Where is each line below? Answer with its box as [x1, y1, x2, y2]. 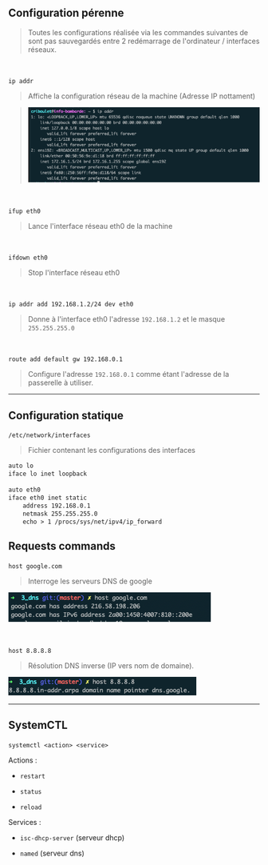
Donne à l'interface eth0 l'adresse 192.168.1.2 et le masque [27, 314, 226, 324]
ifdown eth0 [8, 254, 48, 262]
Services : [8, 817, 41, 827]
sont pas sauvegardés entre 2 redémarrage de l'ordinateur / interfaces [27, 36, 260, 46]
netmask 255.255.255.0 [22, 510, 98, 518]
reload [19, 803, 42, 811]
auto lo [8, 462, 34, 470]
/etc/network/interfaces [8, 431, 91, 439]
